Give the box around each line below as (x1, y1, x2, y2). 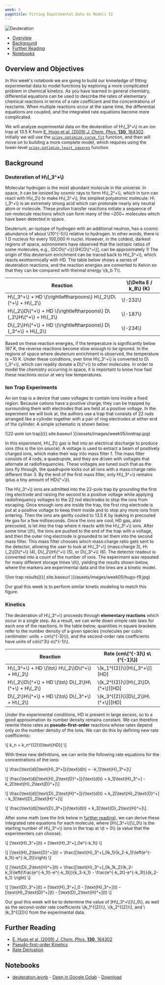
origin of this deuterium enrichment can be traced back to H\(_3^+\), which (5, 252, 156, 257)
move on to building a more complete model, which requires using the (5, 140, 146, 145)
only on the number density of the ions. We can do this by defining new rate (5, 727, 159, 733)
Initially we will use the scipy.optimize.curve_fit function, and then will (5, 134, 151, 140)
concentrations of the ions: (5, 757, 60, 762)
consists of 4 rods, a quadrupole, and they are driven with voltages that (5, 456, 150, 462)
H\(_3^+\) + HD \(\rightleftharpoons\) (7, 293, 93, 300)
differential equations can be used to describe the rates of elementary (5, 93, 147, 99)
